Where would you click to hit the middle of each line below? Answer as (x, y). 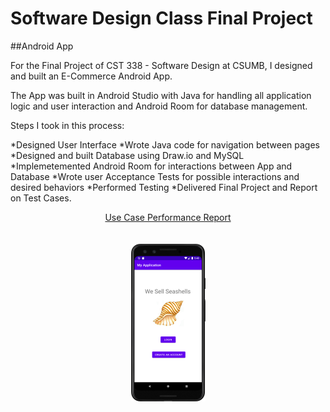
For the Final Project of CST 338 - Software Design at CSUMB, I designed (161, 65)
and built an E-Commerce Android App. (91, 76)
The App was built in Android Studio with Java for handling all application (161, 95)
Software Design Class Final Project (161, 18)
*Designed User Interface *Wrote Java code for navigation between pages (165, 144)
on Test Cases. (41, 198)
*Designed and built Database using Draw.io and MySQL (127, 155)
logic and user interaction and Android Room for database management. (159, 106)
